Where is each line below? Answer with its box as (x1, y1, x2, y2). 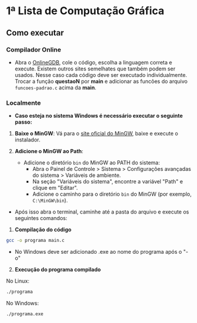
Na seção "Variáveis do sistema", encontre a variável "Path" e (32, 178, 183, 185)
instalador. (14, 136, 41, 143)
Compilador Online (6, 46, 62, 54)
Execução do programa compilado (14, 266, 101, 273)
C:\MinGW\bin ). (32, 197, 68, 204)
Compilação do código (14, 226, 72, 233)
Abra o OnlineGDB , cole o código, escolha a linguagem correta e (14, 59, 173, 66)
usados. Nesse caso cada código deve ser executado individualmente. (14, 71, 188, 78)
